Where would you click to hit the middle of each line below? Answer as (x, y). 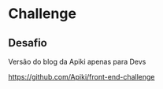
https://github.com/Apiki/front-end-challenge (81, 77)
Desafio (28, 43)
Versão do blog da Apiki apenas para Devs (77, 61)
